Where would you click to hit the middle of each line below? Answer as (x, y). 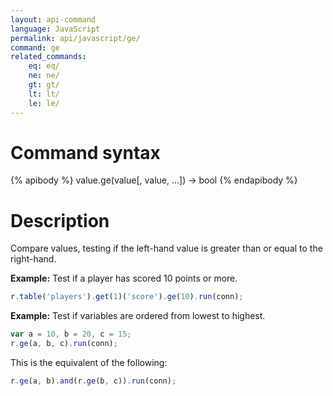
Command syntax (85, 152)
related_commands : (48, 57)
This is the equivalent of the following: (89, 362)
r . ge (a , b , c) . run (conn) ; (64, 344)
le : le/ (44, 103)
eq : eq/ (44, 66)
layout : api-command (53, 19)
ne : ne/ (44, 76)
